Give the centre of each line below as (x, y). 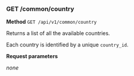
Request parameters (32, 56)
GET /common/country (40, 9)
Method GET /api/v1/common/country (52, 22)
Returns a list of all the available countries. (58, 33)
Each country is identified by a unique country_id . (68, 45)
